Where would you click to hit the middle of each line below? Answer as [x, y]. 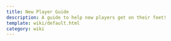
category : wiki [25, 29]
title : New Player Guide [38, 12]
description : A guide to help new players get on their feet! [86, 17]
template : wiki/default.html [43, 23]
